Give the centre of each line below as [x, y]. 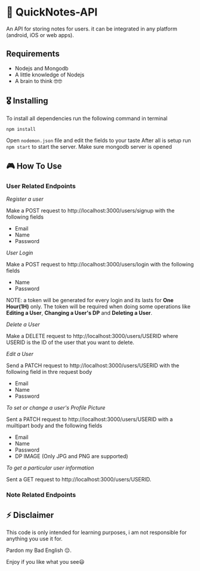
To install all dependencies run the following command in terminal [87, 118]
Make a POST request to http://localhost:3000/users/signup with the [90, 211]
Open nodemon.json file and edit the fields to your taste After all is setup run [99, 140]
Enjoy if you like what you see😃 [45, 561]
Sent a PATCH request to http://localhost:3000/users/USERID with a [90, 419]
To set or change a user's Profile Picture [56, 408]
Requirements [33, 54]
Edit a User [20, 354]
